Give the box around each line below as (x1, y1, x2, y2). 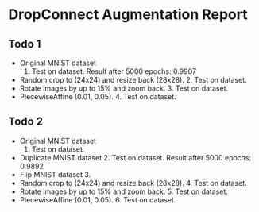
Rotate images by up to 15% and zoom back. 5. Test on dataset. (19, 187, 228, 196)
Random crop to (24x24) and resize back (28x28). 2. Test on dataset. (19, 75, 248, 84)
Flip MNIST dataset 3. (19, 169, 91, 179)
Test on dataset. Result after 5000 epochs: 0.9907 (31, 67, 197, 76)
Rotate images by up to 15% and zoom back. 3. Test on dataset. (19, 83, 229, 93)
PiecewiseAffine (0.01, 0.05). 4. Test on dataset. (19, 92, 176, 101)
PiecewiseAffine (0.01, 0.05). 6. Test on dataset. (19, 195, 176, 204)
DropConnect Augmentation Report (8, 6, 248, 24)
